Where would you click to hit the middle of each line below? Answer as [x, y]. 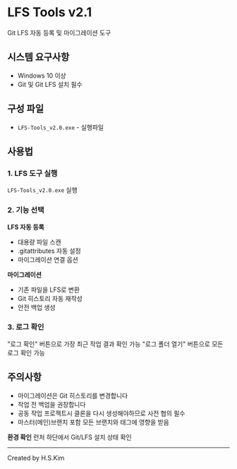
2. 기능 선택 [26, 210]
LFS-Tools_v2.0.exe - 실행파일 [61, 127]
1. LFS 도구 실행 [32, 173]
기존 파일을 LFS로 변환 [48, 290]
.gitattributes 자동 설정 [49, 251]
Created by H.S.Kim [36, 458]
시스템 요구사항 [38, 57]
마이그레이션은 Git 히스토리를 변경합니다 [73, 396]
